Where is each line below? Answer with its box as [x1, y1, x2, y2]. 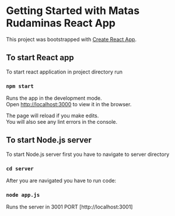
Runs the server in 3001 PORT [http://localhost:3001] [6, 203, 133, 211]
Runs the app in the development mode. [6, 95, 102, 102]
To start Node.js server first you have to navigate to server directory [6, 151, 170, 158]
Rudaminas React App [6, 16, 116, 30]
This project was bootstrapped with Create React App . [6, 36, 137, 43]
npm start [6, 83, 34, 89]
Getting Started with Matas [6, 4, 140, 18]
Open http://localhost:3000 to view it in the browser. [6, 101, 132, 108]
